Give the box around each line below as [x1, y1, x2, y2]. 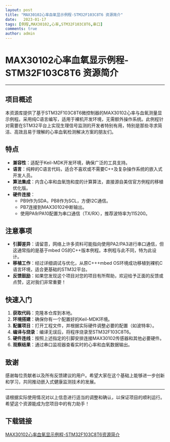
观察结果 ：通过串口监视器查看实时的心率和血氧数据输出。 [12, 341, 133, 348]
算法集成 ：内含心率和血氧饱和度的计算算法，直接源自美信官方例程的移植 [12, 178, 163, 184]
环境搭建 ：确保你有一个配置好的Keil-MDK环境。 [12, 316, 113, 323]
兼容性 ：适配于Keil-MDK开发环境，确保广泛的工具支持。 [12, 160, 131, 166]
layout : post [5, 7, 33, 13]
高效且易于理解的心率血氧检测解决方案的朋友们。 [14, 129, 116, 135]
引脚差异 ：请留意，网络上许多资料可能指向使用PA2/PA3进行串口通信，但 [12, 241, 164, 247]
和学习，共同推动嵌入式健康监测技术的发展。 [5, 379, 99, 385]
